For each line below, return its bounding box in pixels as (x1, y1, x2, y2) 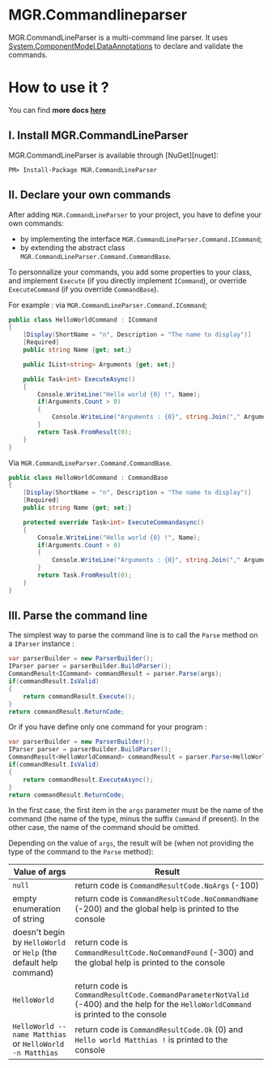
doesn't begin (12, 927, 66, 938)
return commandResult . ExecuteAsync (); (23, 776, 154, 784)
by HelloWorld (12, 936, 66, 948)
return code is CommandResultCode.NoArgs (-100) (74, 880, 259, 891)
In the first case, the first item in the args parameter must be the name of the (8, 806, 264, 815)
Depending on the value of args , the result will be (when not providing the (8, 838, 254, 848)
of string (12, 914, 45, 925)
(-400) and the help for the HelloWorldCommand (74, 999, 253, 1010)
